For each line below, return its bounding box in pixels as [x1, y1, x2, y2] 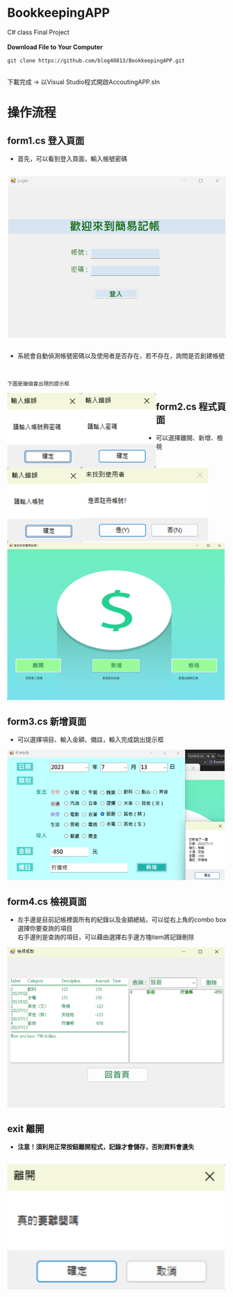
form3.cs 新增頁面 [7, 715, 87, 727]
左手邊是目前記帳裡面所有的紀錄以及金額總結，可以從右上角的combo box [17, 915, 227, 924]
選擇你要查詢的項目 [17, 924, 73, 932]
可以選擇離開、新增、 [156, 434, 217, 442]
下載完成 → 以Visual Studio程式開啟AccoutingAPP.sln [7, 77, 160, 86]
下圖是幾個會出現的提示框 [7, 380, 70, 387]
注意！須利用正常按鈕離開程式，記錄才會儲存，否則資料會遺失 [17, 1143, 195, 1151]
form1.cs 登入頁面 [7, 135, 85, 147]
